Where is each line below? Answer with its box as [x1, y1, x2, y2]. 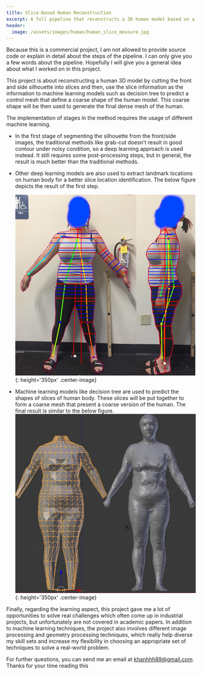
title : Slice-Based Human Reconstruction [6, 10, 112, 16]
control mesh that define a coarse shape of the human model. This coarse [6, 97, 190, 104]
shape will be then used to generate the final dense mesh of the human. [6, 103, 185, 110]
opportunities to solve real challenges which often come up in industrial [6, 612, 183, 620]
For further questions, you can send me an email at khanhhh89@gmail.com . [6, 656, 194, 663]
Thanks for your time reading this [6, 662, 89, 670]
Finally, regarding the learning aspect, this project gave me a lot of [6, 606, 170, 613]
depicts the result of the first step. [14, 183, 100, 190]
